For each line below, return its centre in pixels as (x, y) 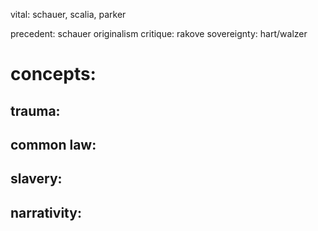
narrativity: (46, 212)
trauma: (35, 110)
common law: (53, 144)
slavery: (36, 179)
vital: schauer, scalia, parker (68, 14)
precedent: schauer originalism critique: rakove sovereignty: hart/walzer (159, 33)
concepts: (53, 74)
